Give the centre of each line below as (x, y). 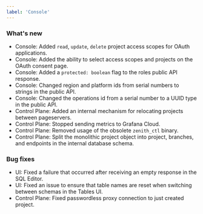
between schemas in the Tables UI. (59, 192)
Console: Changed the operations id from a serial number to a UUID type (106, 98)
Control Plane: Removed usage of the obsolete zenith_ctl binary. (97, 130)
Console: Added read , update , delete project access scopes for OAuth (102, 46)
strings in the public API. (45, 91)
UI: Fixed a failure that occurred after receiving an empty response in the (106, 172)
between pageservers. (43, 117)
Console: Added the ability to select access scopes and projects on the (104, 59)
